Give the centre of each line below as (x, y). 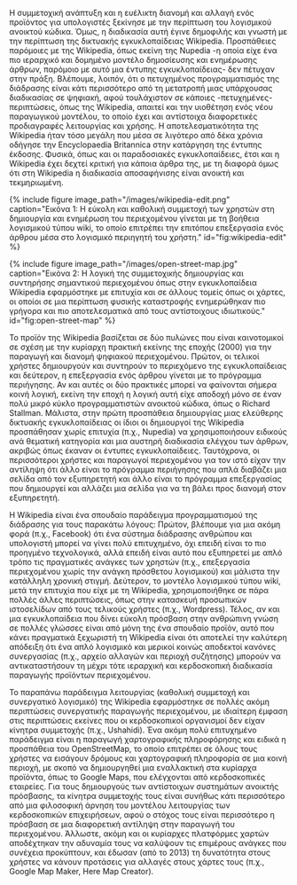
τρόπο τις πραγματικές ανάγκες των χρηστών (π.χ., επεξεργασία (130, 562)
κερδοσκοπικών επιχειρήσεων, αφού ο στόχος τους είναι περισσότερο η (142, 815)
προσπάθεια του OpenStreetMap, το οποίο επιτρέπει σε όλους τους (133, 749)
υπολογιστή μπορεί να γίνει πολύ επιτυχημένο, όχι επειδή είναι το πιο (138, 543)
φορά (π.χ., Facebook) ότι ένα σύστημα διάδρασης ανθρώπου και (131, 534)
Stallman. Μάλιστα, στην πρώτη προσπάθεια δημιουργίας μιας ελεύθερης (146, 413)
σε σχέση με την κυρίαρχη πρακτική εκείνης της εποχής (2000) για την (141, 347)
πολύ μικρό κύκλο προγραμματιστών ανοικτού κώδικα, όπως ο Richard (140, 403)
